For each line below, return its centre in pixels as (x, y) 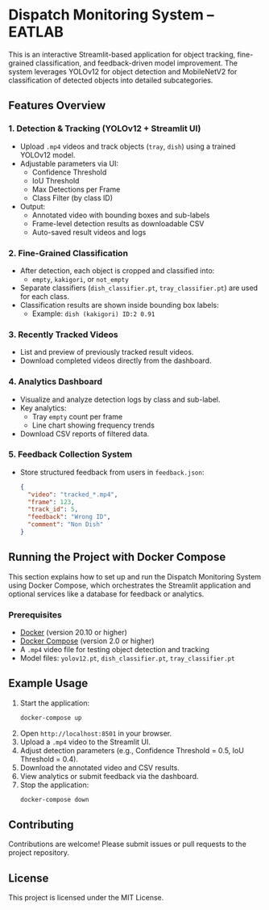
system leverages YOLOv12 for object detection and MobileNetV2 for (123, 71)
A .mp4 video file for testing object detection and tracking (114, 650)
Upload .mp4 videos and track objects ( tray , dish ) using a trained (128, 146)
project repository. (39, 853)
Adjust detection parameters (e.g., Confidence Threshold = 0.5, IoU (132, 750)
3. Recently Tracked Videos (63, 335)
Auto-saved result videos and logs (89, 232)
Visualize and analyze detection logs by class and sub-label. (120, 399)
